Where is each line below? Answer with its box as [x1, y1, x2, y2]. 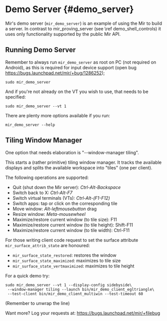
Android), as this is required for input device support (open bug [5, 64, 137, 70]
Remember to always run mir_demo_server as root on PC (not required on [5, 59, 156, 65]
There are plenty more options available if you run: [5, 112, 110, 118]
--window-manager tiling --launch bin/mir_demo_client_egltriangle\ [7, 287, 155, 292]
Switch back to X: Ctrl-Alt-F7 [12, 190, 73, 196]
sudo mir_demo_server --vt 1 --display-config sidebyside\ [5, 282, 132, 288]
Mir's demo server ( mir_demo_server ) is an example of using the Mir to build [5, 20, 162, 26]
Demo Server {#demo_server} [5, 4, 134, 15]
